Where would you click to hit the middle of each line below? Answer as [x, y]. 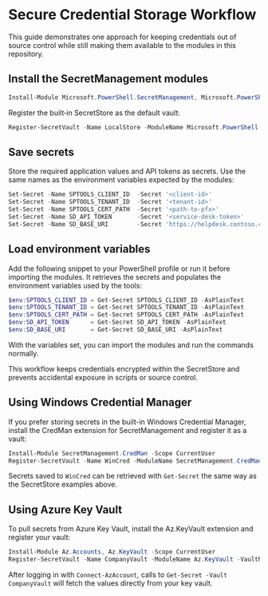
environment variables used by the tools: [75, 285]
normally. [24, 353]
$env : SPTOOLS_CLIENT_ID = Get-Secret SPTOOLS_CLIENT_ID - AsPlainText [126, 300]
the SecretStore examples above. [63, 484]
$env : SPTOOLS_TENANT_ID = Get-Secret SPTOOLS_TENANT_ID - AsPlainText [126, 308]
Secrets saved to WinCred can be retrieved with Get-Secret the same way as [132, 476]
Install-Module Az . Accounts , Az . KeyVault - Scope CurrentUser [112, 552]
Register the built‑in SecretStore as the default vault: [95, 113]
